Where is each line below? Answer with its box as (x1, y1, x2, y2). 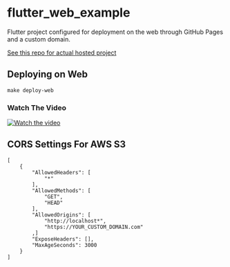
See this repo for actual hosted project (7, 48, 117, 57)
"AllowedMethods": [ (32, 187, 91, 194)
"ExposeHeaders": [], (32, 235, 95, 243)
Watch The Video (7, 102, 67, 112)
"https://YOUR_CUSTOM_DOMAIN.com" (44, 223, 144, 230)
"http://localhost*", (44, 217, 107, 224)
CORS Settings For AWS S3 (7, 138, 126, 150)
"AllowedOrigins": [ (32, 211, 91, 219)
